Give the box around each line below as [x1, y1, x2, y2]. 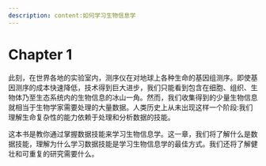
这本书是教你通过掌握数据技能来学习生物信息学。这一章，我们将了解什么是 [8, 129, 251, 138]
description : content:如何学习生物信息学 [8, 11, 136, 20]
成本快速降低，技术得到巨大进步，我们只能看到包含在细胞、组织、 [35, 82, 251, 92]
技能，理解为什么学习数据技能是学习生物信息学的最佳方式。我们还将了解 [14, 139, 251, 149]
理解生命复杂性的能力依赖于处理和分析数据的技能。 [8, 112, 175, 122]
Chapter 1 [8, 45, 73, 63]
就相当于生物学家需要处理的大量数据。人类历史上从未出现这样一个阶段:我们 [8, 102, 253, 111]
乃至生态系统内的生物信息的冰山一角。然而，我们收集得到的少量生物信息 [21, 92, 258, 102]
